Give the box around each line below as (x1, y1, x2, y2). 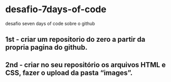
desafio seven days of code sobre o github (5, 20, 95, 26)
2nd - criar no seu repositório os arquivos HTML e (5, 60, 166, 69)
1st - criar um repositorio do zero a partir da (5, 35, 146, 44)
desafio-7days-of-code (5, 4, 107, 15)
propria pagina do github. (5, 43, 88, 52)
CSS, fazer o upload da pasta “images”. (5, 68, 133, 77)
